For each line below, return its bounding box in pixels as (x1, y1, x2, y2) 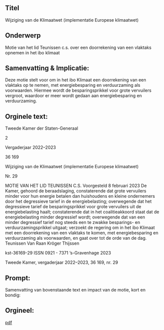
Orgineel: (5, 306, 34, 315)
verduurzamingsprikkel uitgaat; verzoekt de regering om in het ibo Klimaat (5, 224, 155, 231)
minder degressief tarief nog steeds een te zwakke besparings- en (5, 220, 140, 225)
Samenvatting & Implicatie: (5, 64, 89, 73)
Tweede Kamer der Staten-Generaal (5, 125, 79, 131)
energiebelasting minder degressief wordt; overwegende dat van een (5, 214, 145, 220)
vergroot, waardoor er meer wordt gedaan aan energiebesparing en (5, 93, 142, 99)
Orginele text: (5, 112, 48, 120)
